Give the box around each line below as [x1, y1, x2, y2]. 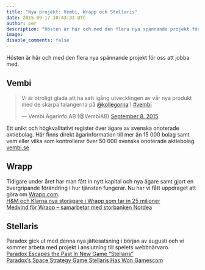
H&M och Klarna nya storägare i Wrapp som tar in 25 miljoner [6, 197, 160, 204]
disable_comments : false [6, 37, 70, 43]
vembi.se [6, 144, 29, 151]
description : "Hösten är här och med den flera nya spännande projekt [6, 26, 190, 32]
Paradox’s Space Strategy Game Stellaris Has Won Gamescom [6, 257, 164, 264]
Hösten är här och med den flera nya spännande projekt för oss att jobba [6, 54, 190, 61]
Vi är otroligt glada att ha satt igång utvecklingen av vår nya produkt [21, 94, 192, 101]
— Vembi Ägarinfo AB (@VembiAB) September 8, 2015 [21, 112, 159, 119]
